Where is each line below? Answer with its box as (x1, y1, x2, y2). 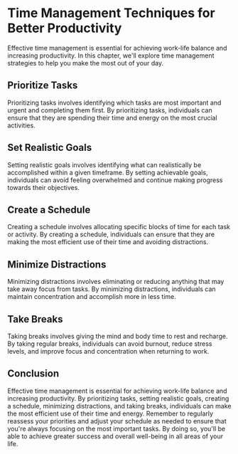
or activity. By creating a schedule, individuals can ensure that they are (7, 230, 215, 239)
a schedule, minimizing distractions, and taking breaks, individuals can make (7, 401, 232, 410)
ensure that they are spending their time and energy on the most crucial (7, 113, 218, 122)
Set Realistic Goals (7, 142, 92, 154)
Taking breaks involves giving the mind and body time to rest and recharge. (7, 332, 229, 340)
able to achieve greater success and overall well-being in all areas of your (7, 432, 224, 440)
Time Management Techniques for (7, 5, 215, 21)
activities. (7, 121, 36, 130)
